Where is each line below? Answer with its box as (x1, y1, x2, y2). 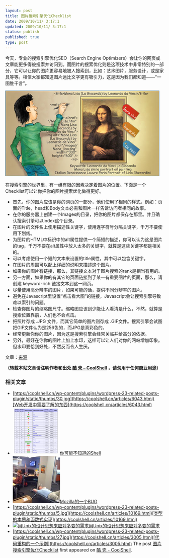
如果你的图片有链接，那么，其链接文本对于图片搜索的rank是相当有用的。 (12, 268, 163, 274)
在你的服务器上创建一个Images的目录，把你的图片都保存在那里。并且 (12, 211, 156, 217)
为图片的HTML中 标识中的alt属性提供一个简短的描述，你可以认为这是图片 (12, 236, 162, 243)
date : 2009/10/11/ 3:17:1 (5, 19, 59, 24)
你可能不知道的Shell (59, 450, 102, 456)
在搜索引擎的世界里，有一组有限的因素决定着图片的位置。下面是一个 (5, 182, 146, 188)
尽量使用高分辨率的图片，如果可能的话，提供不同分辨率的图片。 (12, 287, 145, 293)
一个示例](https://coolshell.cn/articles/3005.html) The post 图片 (30, 541, 162, 547)
